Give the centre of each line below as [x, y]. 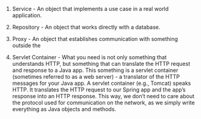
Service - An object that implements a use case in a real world [90, 9]
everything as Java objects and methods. [64, 109]
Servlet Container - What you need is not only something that [89, 57]
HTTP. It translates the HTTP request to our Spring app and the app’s [99, 90]
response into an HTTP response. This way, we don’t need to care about [103, 96]
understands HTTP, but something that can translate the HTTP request [101, 64]
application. [27, 15]
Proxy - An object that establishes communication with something [95, 39]
